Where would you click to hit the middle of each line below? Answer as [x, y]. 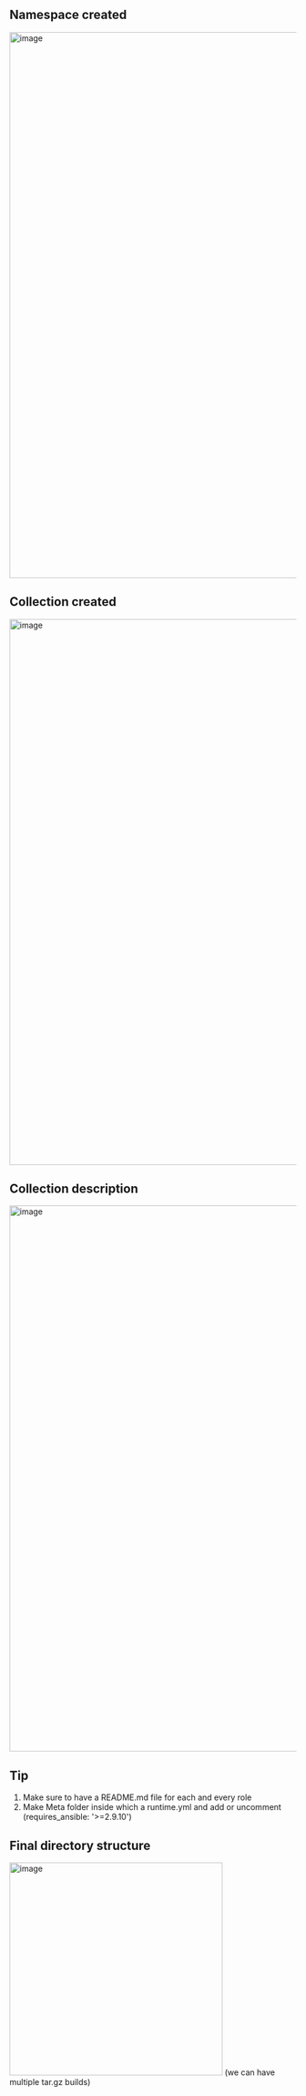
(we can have [250, 2072]
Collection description [74, 1189]
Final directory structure [80, 1845]
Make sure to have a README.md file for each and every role [137, 1797]
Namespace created [68, 15]
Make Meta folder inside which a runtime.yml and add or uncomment [152, 1807]
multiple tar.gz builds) [50, 2082]
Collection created [63, 602]
